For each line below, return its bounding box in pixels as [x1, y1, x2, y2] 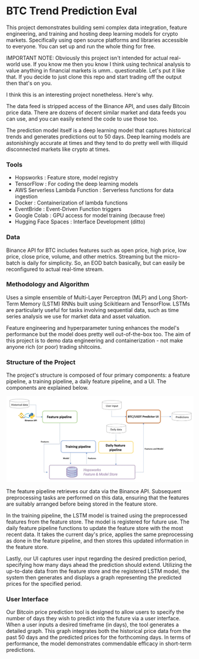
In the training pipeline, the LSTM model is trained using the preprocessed [6, 512, 188, 519]
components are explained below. [6, 384, 89, 392]
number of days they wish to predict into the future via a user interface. [6, 615, 181, 622]
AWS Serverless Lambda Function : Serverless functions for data [14, 187, 174, 194]
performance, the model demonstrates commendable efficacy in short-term [6, 640, 192, 647]
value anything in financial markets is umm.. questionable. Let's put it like [6, 67, 185, 74]
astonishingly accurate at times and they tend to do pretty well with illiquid [6, 139, 188, 146]
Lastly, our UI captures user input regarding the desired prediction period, [6, 554, 187, 562]
